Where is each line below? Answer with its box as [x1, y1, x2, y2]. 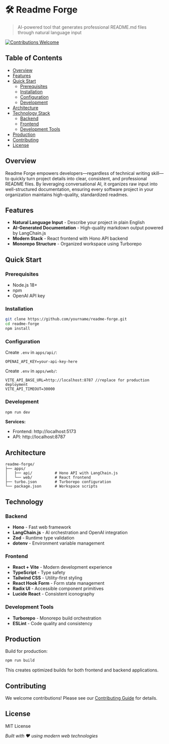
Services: [5, 419, 26, 425]
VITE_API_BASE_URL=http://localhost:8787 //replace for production [5, 378, 150, 383]
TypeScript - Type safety [12, 570, 65, 576]
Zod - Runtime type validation [12, 534, 74, 540]
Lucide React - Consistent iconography [12, 591, 95, 597]
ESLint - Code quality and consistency [12, 620, 93, 626]
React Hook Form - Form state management [12, 580, 105, 586]
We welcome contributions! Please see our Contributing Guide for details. [5, 695, 157, 701]
